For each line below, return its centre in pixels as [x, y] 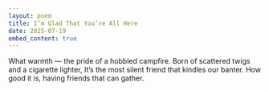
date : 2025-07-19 [37, 31]
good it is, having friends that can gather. [76, 78]
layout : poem [30, 16]
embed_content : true [43, 38]
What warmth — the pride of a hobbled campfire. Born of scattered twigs [129, 61]
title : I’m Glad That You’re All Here [73, 23]
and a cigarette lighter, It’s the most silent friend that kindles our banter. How [134, 70]
